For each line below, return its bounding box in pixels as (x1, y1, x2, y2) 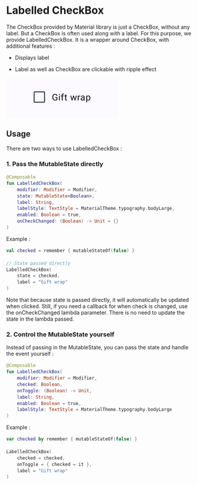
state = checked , (17, 273, 60, 279)
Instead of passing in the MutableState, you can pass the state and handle (6, 344, 189, 351)
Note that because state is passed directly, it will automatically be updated (6, 297, 189, 304)
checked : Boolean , (17, 381, 63, 388)
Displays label (14, 54, 50, 61)
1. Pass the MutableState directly (6, 160, 103, 168)
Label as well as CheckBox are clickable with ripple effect (14, 65, 157, 72)
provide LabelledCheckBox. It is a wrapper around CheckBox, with (6, 36, 170, 43)
